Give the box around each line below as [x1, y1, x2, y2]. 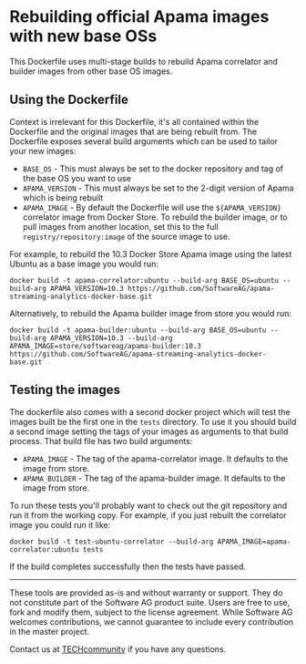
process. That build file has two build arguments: [9, 435, 193, 446]
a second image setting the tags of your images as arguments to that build [9, 426, 289, 437]
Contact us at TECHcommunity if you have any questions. [9, 643, 227, 654]
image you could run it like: [9, 519, 111, 530]
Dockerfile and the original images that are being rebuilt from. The [9, 126, 258, 137]
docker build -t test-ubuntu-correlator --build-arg [9, 536, 214, 546]
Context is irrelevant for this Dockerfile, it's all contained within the [9, 116, 260, 127]
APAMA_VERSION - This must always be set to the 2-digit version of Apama [22, 182, 294, 193]
